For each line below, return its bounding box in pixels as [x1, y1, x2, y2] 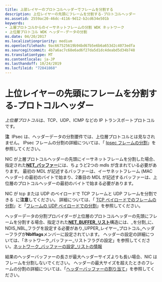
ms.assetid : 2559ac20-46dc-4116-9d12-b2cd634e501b [5, 16, 109, 21]
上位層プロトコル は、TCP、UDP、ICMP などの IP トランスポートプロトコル [5, 117, 155, 123]
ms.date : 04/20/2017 [5, 34, 47, 39]
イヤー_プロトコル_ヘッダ [104, 225, 155, 231]
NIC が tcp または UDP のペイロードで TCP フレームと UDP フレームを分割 [5, 190, 153, 197]
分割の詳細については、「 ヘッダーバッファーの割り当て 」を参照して [17, 265, 151, 272]
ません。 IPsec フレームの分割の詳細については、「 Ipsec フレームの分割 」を [5, 139, 156, 146]
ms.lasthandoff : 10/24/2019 [5, 61, 62, 66]
